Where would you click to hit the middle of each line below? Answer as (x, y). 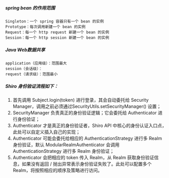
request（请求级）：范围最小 (31, 74)
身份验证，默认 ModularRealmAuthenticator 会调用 (66, 144)
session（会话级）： (24, 69)
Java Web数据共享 (25, 50)
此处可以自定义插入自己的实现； (46, 132)
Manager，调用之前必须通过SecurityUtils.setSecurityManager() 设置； (87, 106)
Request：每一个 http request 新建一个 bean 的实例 (57, 32)
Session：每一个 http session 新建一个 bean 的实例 (57, 38)
